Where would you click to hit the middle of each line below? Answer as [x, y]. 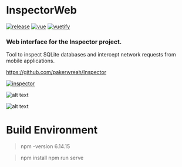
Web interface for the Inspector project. [64, 42]
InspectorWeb [42, 10]
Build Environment [52, 130]
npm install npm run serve [52, 158]
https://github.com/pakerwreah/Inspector [56, 72]
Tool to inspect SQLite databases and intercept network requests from [91, 55]
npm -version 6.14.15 [45, 146]
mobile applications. [30, 61]
